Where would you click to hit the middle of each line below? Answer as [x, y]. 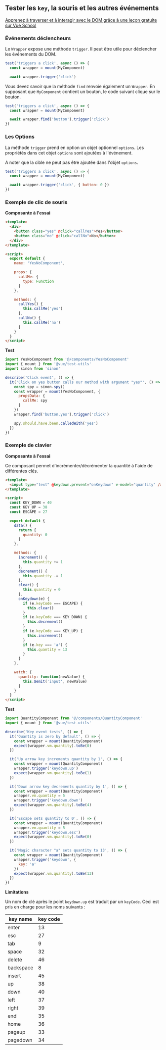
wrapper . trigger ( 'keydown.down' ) [48, 800]
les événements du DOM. [31, 54]
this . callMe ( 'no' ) [42, 322]
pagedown [20, 1040]
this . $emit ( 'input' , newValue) [55, 681]
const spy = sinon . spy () [40, 387]
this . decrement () [45, 622]
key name [21, 919]
